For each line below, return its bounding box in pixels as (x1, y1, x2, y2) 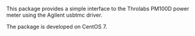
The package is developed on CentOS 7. (6, 23, 107, 30)
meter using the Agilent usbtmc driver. (6, 11, 102, 19)
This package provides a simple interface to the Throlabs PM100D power (6, 5, 190, 12)
